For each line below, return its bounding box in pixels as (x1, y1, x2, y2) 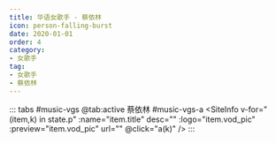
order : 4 (9, 37, 42, 47)
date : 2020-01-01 (9, 29, 73, 38)
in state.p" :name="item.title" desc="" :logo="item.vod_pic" (39, 114, 257, 124)
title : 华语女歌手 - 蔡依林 (9, 12, 102, 22)
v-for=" (240, 103, 268, 115)
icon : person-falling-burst (9, 21, 113, 30)
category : (9, 46, 46, 55)
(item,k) (9, 114, 38, 124)
